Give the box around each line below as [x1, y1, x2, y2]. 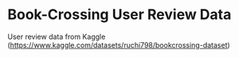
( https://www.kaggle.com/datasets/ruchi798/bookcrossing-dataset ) [7, 40, 230, 49]
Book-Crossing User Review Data [7, 6, 232, 24]
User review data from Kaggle [7, 32, 106, 41]
